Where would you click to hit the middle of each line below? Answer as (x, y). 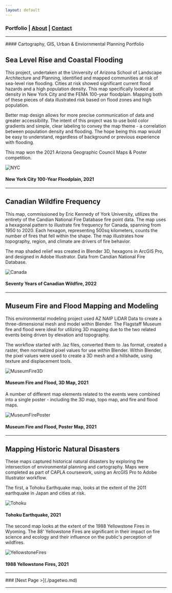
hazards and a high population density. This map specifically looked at (80, 89)
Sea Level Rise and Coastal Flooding (64, 60)
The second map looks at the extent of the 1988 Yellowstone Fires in (77, 526)
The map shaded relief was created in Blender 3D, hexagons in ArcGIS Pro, (84, 251)
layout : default (23, 10)
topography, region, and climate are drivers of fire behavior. (68, 241)
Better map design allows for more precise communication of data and (80, 115)
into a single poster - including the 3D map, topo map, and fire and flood (81, 399)
